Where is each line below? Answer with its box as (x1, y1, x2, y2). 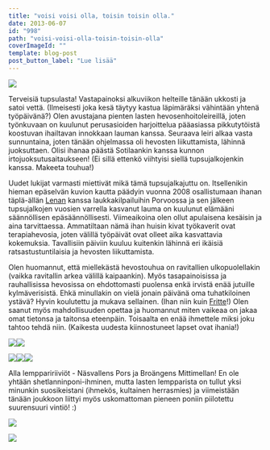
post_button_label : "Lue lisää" (8, 57, 117, 65)
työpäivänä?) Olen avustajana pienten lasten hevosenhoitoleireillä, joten (8, 110, 246, 121)
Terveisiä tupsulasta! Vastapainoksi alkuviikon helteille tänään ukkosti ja (8, 94, 247, 103)
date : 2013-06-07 (8, 19, 67, 27)
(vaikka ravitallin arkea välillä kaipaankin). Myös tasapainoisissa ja (8, 271, 227, 281)
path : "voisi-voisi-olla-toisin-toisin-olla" (8, 34, 164, 43)
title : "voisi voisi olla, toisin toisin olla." (8, 11, 175, 20)
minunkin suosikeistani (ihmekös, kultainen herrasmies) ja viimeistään (8, 385, 239, 395)
